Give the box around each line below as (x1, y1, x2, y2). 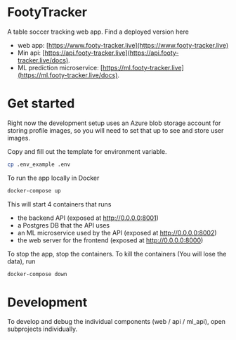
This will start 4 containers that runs (7, 200, 112, 208)
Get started (7, 96, 75, 112)
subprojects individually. (7, 325, 78, 334)
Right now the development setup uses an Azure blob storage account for (7, 119, 221, 127)
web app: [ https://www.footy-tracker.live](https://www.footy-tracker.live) (17, 41, 229, 49)
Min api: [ (17, 48, 45, 57)
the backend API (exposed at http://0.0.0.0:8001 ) (17, 214, 159, 222)
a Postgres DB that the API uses (17, 221, 110, 229)
